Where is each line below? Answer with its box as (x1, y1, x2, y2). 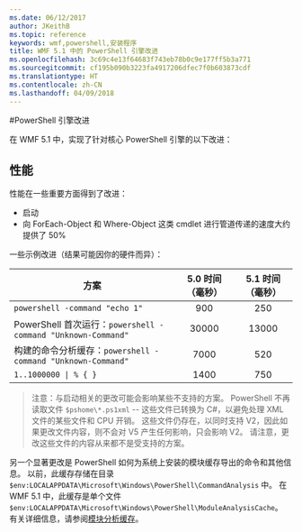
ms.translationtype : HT (9, 72, 99, 81)
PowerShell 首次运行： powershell (13, 318, 155, 331)
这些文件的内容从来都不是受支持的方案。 (39, 438, 190, 449)
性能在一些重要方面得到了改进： (9, 188, 128, 199)
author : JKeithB (9, 22, 70, 31)
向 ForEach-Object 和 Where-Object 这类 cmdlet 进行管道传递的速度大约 (22, 218, 290, 230)
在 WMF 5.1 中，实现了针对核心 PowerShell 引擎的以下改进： (9, 133, 233, 144)
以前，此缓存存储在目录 (26, 468, 114, 479)
